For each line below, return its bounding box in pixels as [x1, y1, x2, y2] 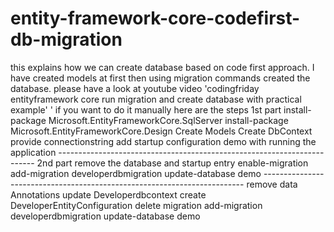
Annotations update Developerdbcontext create [10, 188, 207, 201]
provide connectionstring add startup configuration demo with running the [10, 135, 317, 147]
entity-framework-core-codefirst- [10, 7, 301, 30]
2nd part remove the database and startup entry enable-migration [36, 157, 309, 169]
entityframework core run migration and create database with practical [10, 93, 302, 105]
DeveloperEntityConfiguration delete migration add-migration [10, 199, 263, 211]
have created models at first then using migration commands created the [10, 72, 311, 84]
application [10, 146, 57, 158]
